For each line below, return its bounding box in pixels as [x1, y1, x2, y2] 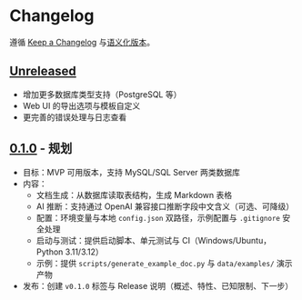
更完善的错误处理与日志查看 [22, 111, 127, 123]
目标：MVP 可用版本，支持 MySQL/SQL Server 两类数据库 [22, 166, 241, 177]
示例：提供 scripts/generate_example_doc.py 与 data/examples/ [35, 257, 275, 268]
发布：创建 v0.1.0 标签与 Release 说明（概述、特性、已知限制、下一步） [22, 280, 294, 291]
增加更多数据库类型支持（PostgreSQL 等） [22, 88, 182, 100]
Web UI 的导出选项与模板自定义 [22, 100, 141, 111]
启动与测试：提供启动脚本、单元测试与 [35, 235, 180, 245]
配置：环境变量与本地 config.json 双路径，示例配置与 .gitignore [35, 212, 280, 223]
